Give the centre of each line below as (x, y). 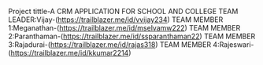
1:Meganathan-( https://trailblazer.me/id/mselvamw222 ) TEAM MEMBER (124, 28)
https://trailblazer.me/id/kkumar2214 (70, 53)
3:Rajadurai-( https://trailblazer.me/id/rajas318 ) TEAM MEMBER (109, 45)
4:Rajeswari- (233, 45)
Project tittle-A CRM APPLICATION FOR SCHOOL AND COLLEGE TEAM (123, 11)
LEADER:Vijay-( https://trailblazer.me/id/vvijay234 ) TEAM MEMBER (116, 20)
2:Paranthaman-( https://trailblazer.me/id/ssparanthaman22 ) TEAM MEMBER (132, 36)
